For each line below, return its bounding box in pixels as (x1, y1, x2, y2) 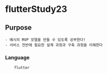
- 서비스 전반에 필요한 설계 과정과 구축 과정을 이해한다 (5, 43, 103, 48)
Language (5, 54, 30, 61)
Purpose (5, 23, 32, 32)
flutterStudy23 (5, 3, 68, 15)
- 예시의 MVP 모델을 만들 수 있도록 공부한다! (5, 37, 86, 42)
